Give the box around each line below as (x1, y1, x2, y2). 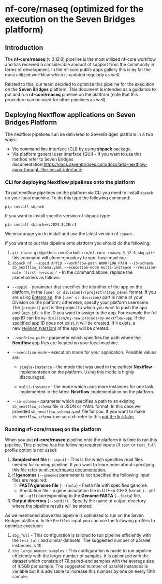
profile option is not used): (5, 447, 58, 453)
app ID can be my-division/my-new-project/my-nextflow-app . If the (12, 315, 145, 321)
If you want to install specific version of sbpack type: (5, 213, 110, 219)
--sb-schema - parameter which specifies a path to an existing (12, 398, 135, 404)
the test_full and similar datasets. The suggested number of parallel (12, 537, 151, 543)
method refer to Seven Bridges (12, 156, 74, 162)
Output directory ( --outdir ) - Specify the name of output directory (12, 498, 146, 504)
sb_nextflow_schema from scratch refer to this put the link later (12, 414, 134, 420)
